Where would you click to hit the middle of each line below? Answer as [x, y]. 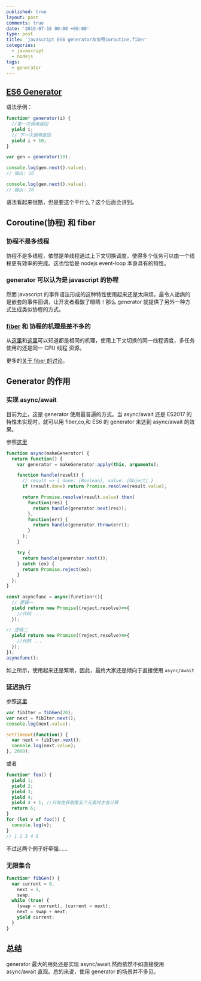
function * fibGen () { [33, 878]
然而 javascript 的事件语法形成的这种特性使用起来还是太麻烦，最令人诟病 [96, 294]
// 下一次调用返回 [31, 135]
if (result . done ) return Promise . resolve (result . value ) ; [95, 486]
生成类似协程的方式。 [37, 309]
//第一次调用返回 [30, 124]
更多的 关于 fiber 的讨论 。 [37, 361]
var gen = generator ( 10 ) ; [38, 157]
